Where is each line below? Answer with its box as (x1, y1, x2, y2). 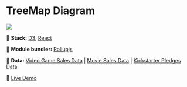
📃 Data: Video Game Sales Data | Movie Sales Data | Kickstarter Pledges (6, 57, 181, 64)
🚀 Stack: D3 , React (6, 34, 52, 41)
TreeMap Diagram (6, 4, 96, 18)
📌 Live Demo (6, 74, 37, 81)
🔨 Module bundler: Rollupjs (6, 46, 73, 53)
